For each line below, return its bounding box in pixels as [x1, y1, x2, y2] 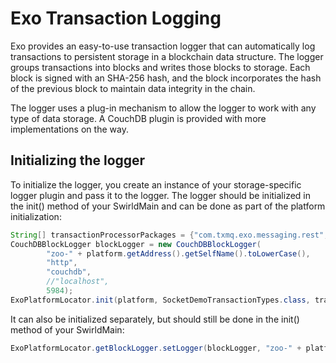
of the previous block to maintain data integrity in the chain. [10, 82, 256, 94]
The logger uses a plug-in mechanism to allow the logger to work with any [10, 102, 317, 114]
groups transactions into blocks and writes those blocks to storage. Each [10, 61, 311, 73]
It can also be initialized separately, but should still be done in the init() [10, 313, 300, 325]
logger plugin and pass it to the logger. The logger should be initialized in [10, 189, 311, 201]
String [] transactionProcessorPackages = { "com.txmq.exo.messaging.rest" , [10, 230, 329, 240]
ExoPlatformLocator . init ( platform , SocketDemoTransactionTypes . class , [10, 295, 311, 305]
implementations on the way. [10, 123, 129, 135]
